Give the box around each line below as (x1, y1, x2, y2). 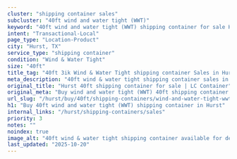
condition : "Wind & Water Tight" (7, 56, 106, 63)
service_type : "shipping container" (7, 50, 115, 57)
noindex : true (7, 128, 49, 135)
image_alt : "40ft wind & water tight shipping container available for (7, 134, 222, 141)
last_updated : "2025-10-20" (7, 141, 90, 148)
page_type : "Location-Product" (7, 37, 99, 44)
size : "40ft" (7, 63, 46, 70)
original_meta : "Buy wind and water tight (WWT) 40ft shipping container (7, 89, 229, 96)
